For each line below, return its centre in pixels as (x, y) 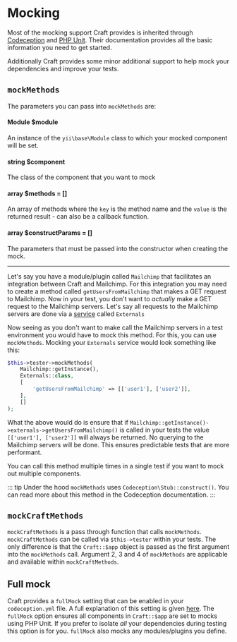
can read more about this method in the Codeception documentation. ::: (111, 495)
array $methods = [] (37, 193)
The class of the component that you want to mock (81, 177)
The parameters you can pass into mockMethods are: (82, 106)
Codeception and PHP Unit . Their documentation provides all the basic (110, 40)
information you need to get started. (60, 47)
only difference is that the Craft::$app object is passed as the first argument (119, 547)
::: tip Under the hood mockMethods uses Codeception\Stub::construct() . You (118, 487)
